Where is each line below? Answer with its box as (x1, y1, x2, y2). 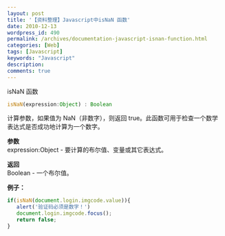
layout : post (7, 10, 45, 17)
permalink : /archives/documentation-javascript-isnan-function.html (7, 36, 208, 43)
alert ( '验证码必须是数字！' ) (16, 204, 91, 211)
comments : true (7, 67, 51, 74)
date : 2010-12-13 (7, 23, 57, 29)
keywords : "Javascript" (7, 55, 76, 62)
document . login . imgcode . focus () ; (16, 210, 112, 217)
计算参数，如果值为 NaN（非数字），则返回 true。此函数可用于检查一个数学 (7, 114, 219, 122)
